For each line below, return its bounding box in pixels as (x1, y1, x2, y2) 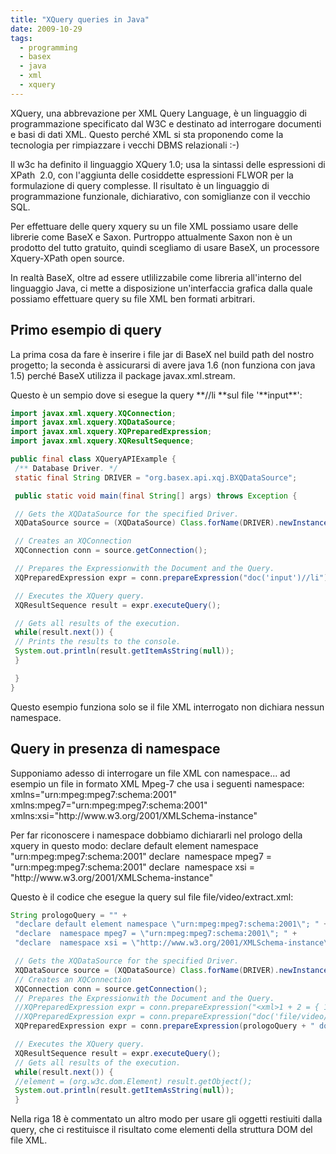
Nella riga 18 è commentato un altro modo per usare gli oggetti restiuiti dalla (10, 1113, 323, 1125)
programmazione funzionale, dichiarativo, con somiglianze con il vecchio (10, 190, 311, 202)
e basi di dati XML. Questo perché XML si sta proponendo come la (10, 128, 284, 140)
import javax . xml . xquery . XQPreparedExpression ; (10, 427, 213, 437)
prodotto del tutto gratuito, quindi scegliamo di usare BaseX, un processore (10, 241, 320, 253)
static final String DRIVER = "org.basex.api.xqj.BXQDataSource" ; (14, 472, 298, 483)
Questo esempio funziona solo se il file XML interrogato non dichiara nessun (10, 701, 325, 713)
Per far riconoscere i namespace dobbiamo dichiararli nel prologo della (10, 829, 303, 841)
